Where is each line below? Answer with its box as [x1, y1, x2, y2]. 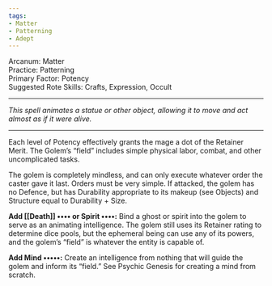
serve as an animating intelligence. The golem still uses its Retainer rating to [8, 220, 261, 230]
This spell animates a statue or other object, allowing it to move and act [8, 106, 249, 116]
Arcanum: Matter [8, 57, 65, 66]
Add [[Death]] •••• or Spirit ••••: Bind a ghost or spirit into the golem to [8, 212, 247, 221]
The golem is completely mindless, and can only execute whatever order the [8, 170, 263, 180]
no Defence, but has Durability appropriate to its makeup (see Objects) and [8, 187, 259, 197]
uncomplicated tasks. [8, 154, 80, 164]
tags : [8, 11, 27, 20]
